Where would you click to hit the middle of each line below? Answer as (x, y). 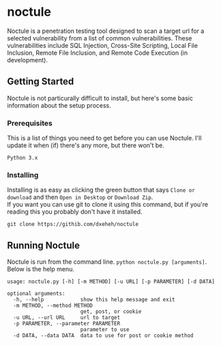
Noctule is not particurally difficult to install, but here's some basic (100, 98)
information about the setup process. (59, 105)
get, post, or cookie (111, 312)
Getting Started (41, 82)
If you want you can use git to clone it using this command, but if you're (108, 205)
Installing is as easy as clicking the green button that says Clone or (101, 190)
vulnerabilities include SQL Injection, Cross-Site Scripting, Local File (102, 45)
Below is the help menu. (41, 269)
